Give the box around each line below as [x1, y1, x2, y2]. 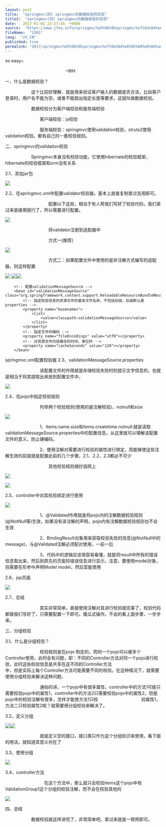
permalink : [5, 44, 28, 49]
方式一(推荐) [48, 237, 74, 243]
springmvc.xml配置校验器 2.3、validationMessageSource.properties [5, 357, 144, 363]
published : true [5, 40, 39, 45]
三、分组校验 [5, 628, 31, 634]
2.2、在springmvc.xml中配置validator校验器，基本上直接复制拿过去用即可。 [5, 190, 159, 196]
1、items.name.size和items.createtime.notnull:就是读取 [39, 423, 151, 429]
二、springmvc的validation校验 [5, 143, 68, 149]
